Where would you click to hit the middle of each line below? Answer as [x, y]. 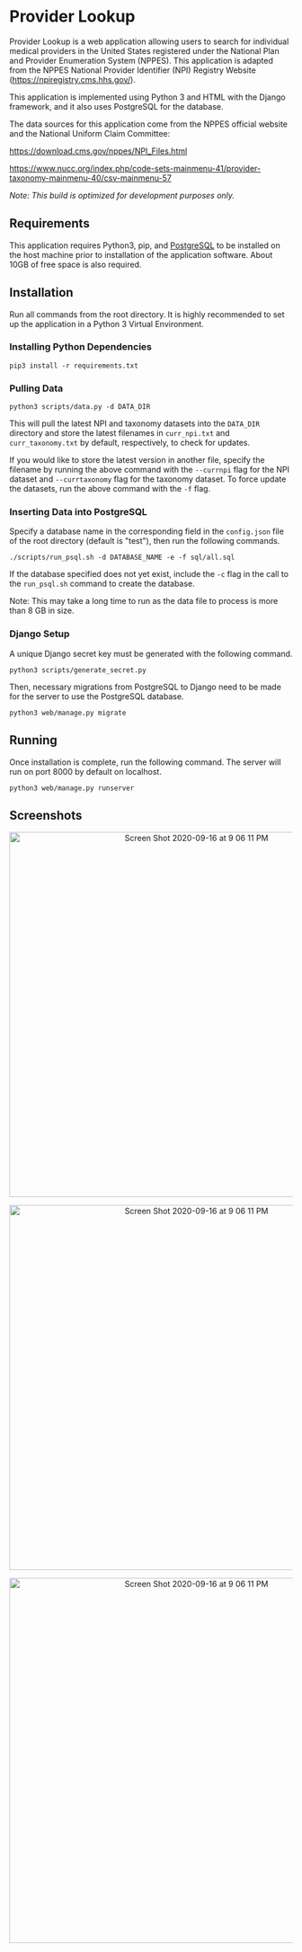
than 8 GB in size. [42, 611]
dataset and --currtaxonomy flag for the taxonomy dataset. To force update [148, 479]
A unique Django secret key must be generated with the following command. [151, 653]
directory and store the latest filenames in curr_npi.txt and [120, 433]
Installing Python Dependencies [81, 347]
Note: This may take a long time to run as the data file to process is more [144, 601]
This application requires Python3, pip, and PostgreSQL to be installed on [145, 245]
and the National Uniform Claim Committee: [90, 133]
